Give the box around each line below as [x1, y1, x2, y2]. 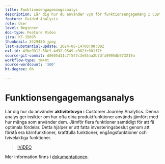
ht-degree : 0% [5, 67, 34, 72]
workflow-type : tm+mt [5, 58, 50, 63]
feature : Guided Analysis [5, 16, 58, 21]
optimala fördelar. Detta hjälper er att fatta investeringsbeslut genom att [5, 124, 150, 130]
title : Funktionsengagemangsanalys [5, 7, 78, 12]
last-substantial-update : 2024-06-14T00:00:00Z [5, 44, 105, 49]
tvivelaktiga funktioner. [5, 134, 52, 140]
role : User [5, 21, 27, 26]
